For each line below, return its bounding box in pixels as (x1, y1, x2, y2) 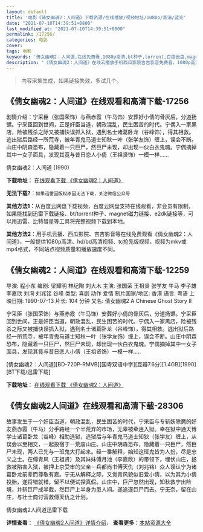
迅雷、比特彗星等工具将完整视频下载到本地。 (16, 218, 128, 225)
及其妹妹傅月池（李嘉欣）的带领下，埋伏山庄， (74, 455, 192, 462)
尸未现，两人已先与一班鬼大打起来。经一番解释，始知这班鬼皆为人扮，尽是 (6, 448, 192, 455)
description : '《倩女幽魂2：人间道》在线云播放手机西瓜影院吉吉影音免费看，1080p (6, 59, 192, 65)
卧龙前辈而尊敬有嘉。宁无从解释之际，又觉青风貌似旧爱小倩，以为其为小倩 (11, 470, 197, 478)
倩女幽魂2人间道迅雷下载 (6, 506, 68, 513)
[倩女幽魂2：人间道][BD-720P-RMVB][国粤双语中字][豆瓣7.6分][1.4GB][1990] (6, 361, 196, 368)
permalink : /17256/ (6, 31, 56, 37)
